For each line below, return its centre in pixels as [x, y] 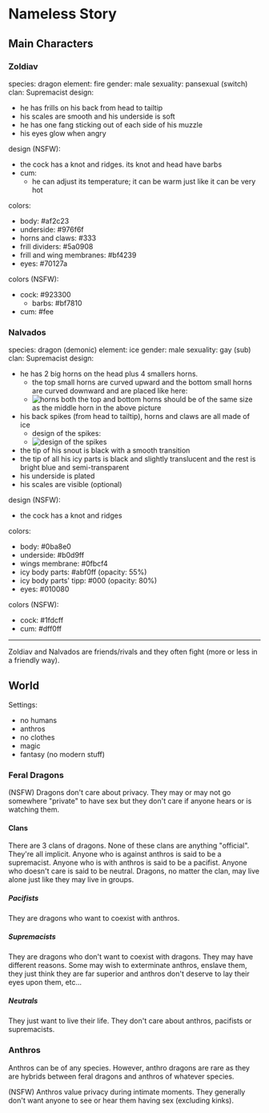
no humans [38, 720]
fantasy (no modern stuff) [62, 754]
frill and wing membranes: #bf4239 [78, 255]
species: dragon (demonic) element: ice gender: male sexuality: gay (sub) [130, 350]
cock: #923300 [45, 294]
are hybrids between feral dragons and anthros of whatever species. [121, 1076]
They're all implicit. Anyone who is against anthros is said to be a [115, 854]
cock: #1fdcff [42, 620]
